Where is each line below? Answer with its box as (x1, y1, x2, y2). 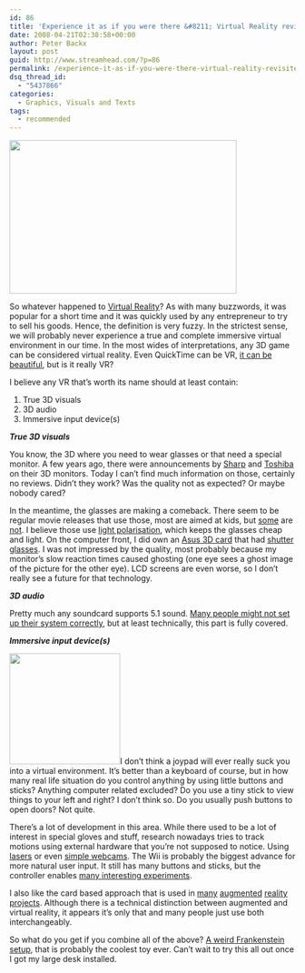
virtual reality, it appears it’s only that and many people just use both (9, 907, 265, 918)
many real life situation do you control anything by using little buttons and (9, 775, 284, 787)
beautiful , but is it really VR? (9, 359, 114, 370)
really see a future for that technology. (9, 573, 152, 584)
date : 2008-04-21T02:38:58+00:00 (9, 30, 136, 39)
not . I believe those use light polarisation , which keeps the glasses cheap (9, 525, 283, 536)
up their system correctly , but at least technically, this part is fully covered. (9, 617, 289, 628)
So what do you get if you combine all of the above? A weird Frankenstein (9, 934, 285, 946)
